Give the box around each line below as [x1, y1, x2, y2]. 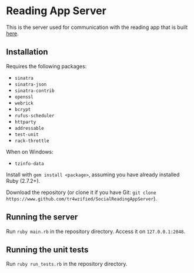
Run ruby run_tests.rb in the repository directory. [6, 261, 128, 268]
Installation [6, 47, 48, 57]
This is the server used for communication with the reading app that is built [6, 24, 188, 31]
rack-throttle [14, 137, 49, 144]
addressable [14, 125, 44, 131]
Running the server [6, 212, 78, 222]
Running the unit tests [6, 245, 89, 255]
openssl [14, 94, 34, 100]
